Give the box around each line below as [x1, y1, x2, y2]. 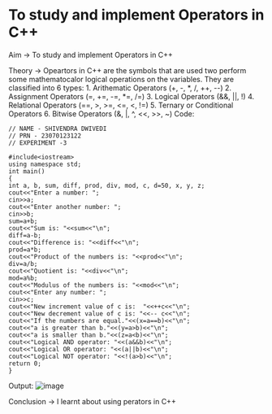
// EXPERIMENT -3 [8, 138, 67, 147]
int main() [8, 167, 45, 176]
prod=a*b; [8, 246, 42, 254]
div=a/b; [8, 259, 38, 268]
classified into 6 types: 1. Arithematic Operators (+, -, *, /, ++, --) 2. [8, 83, 231, 93]
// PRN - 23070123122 [8, 132, 82, 140]
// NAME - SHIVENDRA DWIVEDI [8, 124, 107, 133]
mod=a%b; [8, 274, 38, 282]
